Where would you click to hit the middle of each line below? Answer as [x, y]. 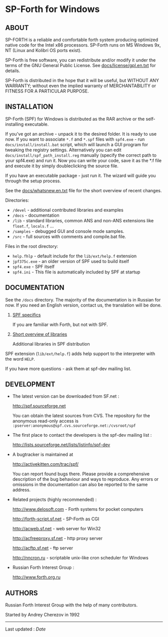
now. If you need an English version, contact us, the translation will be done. [83, 305]
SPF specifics [26, 314]
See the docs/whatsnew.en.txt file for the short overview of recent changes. [83, 190]
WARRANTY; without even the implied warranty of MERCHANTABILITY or [81, 86]
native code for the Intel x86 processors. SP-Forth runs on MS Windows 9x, [83, 45]
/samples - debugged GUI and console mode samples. [68, 231]
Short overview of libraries [40, 334]
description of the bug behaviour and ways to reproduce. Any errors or [85, 479]
